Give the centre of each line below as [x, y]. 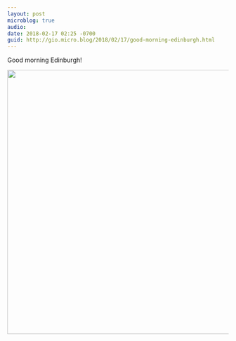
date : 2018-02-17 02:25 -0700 [52, 33]
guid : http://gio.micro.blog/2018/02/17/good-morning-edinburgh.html [111, 40]
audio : [17, 27]
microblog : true [31, 20]
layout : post [26, 14]
